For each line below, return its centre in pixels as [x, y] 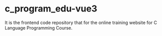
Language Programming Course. [39, 27]
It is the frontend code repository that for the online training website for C [81, 22]
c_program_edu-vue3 [51, 9]
